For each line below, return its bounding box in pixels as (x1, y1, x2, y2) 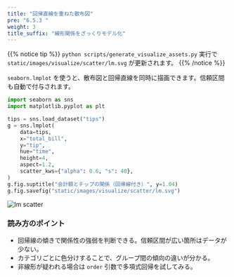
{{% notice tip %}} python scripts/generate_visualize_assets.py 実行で (7, 50, 218, 58)
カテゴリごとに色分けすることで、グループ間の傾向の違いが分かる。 (17, 253, 214, 262)
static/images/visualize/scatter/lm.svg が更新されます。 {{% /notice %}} (7, 59, 226, 67)
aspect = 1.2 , (20, 161, 55, 168)
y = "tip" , (20, 142, 46, 149)
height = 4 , (20, 155, 49, 162)
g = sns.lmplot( (7, 122, 55, 129)
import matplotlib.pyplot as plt (7, 103, 105, 110)
